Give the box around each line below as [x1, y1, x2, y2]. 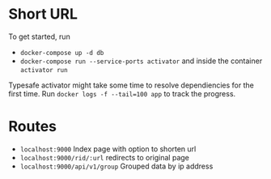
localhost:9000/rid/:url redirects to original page [19, 152, 190, 162]
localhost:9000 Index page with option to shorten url [19, 143, 197, 154]
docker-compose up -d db [19, 49, 104, 57]
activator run [19, 66, 68, 74]
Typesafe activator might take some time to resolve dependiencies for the [8, 80, 255, 90]
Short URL [8, 5, 78, 23]
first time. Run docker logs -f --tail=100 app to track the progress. [8, 88, 236, 98]
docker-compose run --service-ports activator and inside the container [19, 56, 263, 66]
